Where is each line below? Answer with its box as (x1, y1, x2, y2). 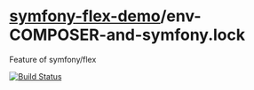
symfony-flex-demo (9, 6, 162, 26)
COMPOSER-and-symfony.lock (9, 25, 246, 45)
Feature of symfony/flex (9, 54, 97, 64)
